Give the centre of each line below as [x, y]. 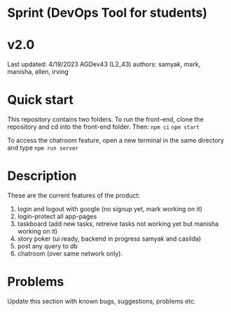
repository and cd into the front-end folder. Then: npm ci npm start [103, 127]
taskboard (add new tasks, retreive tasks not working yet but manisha [118, 224]
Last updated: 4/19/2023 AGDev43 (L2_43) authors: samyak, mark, [104, 64]
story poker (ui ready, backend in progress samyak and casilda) [109, 239]
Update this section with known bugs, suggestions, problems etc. [101, 301]
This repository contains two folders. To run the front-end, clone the [106, 120]
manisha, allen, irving [38, 72]
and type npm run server [43, 148]
